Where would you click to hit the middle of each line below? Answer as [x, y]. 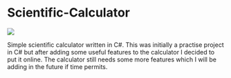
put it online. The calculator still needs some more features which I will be [112, 59]
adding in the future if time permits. [57, 66]
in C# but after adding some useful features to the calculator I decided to [111, 52]
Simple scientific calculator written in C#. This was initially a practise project [115, 45]
